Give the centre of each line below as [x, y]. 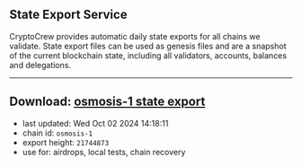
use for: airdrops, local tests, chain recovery [104, 152]
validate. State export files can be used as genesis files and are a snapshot [148, 46]
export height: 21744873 [66, 142]
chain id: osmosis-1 [57, 133]
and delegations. [40, 65]
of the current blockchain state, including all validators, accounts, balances [148, 55]
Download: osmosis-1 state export [107, 102]
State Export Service [68, 15]
